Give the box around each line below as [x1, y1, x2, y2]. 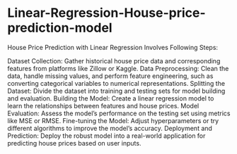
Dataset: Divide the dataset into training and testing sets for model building [7, 86, 226, 95]
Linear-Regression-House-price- [7, 5, 206, 21]
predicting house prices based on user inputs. [7, 139, 141, 147]
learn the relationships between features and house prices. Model [7, 101, 200, 110]
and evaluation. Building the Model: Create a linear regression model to [7, 94, 214, 103]
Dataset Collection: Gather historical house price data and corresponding [7, 56, 221, 65]
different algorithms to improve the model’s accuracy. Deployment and [7, 124, 212, 132]
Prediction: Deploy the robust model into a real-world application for [7, 131, 206, 140]
